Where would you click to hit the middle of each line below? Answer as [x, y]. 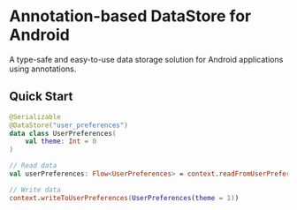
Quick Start [41, 97]
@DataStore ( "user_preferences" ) [69, 125]
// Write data [35, 190]
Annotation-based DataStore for [130, 16]
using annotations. [43, 69]
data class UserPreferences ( [63, 133]
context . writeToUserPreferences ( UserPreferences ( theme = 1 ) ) [124, 198]
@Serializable [35, 116]
